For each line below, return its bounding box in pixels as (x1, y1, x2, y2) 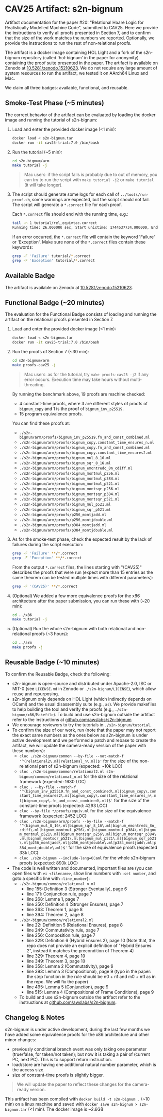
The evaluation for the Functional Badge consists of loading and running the (5, 311, 157, 317)
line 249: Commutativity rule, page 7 (26, 927, 99, 933)
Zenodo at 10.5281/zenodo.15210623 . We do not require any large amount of (5, 65, 158, 71)
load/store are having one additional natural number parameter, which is (12, 1062, 156, 1067)
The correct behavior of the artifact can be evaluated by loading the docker (5, 112, 156, 118)
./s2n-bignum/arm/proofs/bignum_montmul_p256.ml (19, 471, 120, 476)
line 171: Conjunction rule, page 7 (26, 891, 93, 897)
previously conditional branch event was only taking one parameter (12, 1046, 147, 1052)
